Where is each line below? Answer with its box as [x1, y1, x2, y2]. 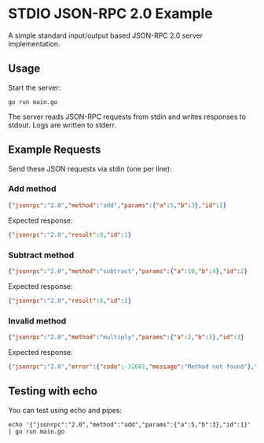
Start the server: [8, 83, 61, 92]
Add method [8, 183, 57, 194]
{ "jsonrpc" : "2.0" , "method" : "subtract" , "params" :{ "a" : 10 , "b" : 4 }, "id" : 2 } [8, 267, 248, 275]
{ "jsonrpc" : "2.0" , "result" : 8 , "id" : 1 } [8, 231, 132, 238]
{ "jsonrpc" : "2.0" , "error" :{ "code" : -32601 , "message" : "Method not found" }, [8, 363, 255, 371]
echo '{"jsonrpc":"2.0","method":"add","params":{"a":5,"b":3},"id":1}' [8, 420, 251, 429]
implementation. [8, 39, 60, 48]
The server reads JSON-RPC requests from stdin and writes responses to [8, 112, 246, 121]
